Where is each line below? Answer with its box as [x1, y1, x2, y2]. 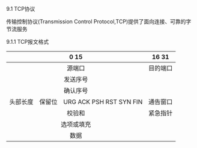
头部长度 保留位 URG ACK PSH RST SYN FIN [9, 98, 143, 106]
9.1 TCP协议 [6, 5, 35, 12]
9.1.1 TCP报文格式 [6, 38, 49, 45]
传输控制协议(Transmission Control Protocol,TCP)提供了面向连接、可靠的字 [6, 18, 192, 25]
